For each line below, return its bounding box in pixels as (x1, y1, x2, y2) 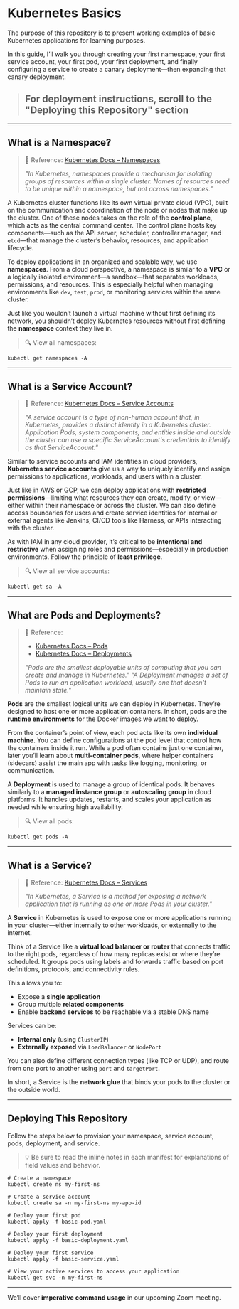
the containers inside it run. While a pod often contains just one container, (7, 744, 224, 752)
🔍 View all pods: (24, 817, 75, 826)
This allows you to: (7, 979, 63, 987)
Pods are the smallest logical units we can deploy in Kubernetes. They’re (7, 700, 221, 708)
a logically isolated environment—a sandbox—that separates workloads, (7, 272, 219, 281)
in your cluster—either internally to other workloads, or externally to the (7, 921, 217, 929)
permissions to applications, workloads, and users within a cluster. (7, 472, 203, 481)
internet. (7, 929, 32, 936)
